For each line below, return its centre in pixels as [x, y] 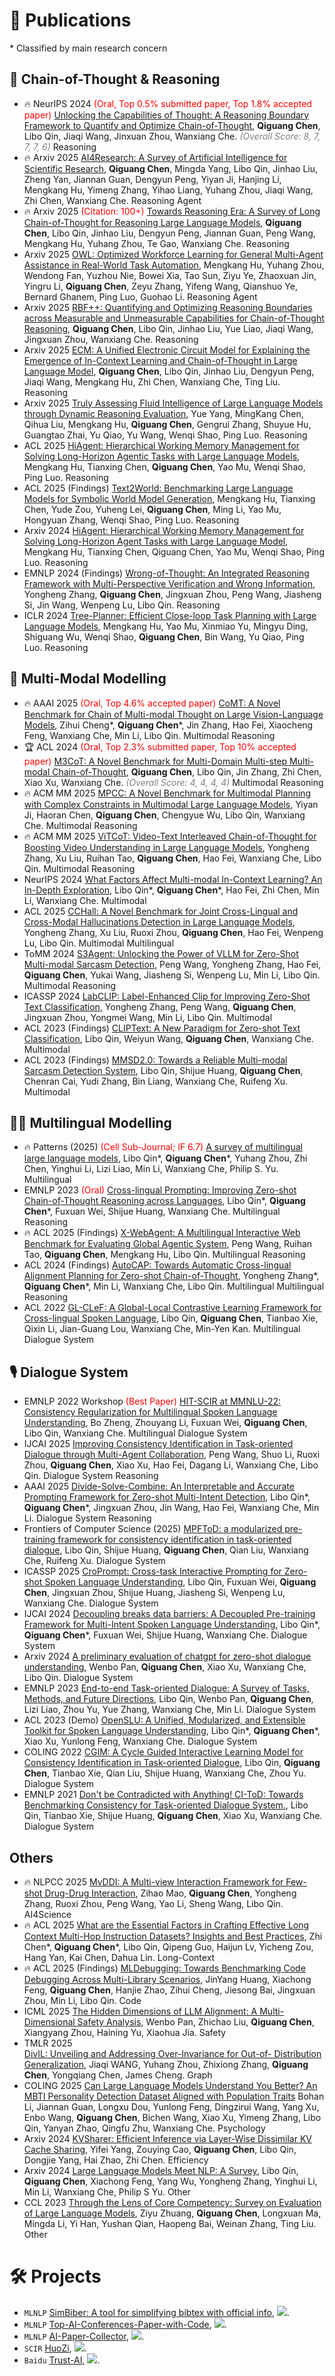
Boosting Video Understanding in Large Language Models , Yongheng [166, 847]
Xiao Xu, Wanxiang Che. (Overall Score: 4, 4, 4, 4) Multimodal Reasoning [173, 782]
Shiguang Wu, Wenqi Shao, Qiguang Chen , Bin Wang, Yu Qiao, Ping [164, 636]
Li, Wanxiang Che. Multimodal [85, 900]
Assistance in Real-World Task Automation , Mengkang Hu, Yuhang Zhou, [174, 265]
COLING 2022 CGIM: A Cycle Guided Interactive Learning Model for [163, 1752]
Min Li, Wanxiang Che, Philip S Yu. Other [107, 2192]
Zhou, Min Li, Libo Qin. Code [82, 2000]
